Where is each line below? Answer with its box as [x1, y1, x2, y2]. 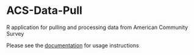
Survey [6, 30, 24, 37]
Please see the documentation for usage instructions [6, 42, 139, 49]
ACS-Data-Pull [6, 4, 82, 18]
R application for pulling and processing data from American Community [6, 24, 188, 31]
